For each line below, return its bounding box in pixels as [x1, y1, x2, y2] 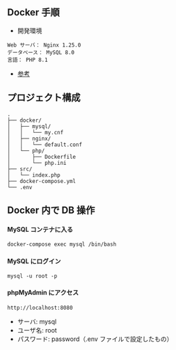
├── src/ [7, 166, 33, 173]
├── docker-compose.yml [7, 177, 77, 184]
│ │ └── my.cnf [7, 129, 64, 136]
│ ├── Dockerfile [7, 153, 77, 160]
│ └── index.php [7, 171, 61, 179]
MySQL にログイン [7, 257, 61, 265]
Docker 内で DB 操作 [7, 205, 95, 216]
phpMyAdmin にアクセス [7, 288, 79, 296]
